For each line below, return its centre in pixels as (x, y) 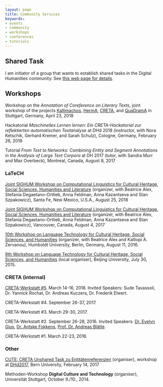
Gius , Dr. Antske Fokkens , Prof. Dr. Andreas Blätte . (56, 326)
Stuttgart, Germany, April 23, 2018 (39, 116)
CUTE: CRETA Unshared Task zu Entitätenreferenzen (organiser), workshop (81, 360)
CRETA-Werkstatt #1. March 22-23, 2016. (46, 336)
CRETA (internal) (25, 277)
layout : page (18, 10)
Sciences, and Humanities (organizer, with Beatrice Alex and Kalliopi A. (76, 239)
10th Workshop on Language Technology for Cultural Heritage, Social (75, 234)
